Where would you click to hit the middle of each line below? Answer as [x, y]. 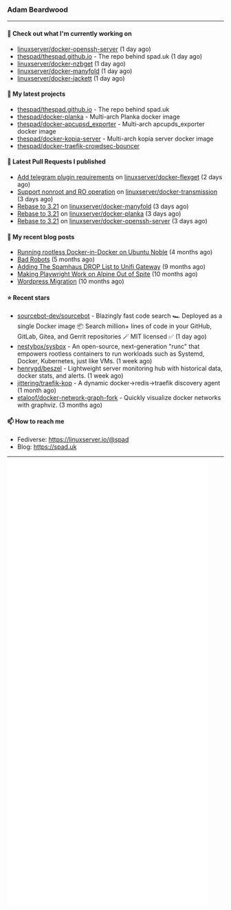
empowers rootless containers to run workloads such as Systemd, [111, 354]
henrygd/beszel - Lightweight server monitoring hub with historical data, [120, 368]
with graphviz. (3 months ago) [60, 405]
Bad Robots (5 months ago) [56, 259]
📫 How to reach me [36, 421]
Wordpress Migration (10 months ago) [71, 281]
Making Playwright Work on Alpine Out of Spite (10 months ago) [107, 274]
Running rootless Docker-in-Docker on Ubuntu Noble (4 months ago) [115, 252]
